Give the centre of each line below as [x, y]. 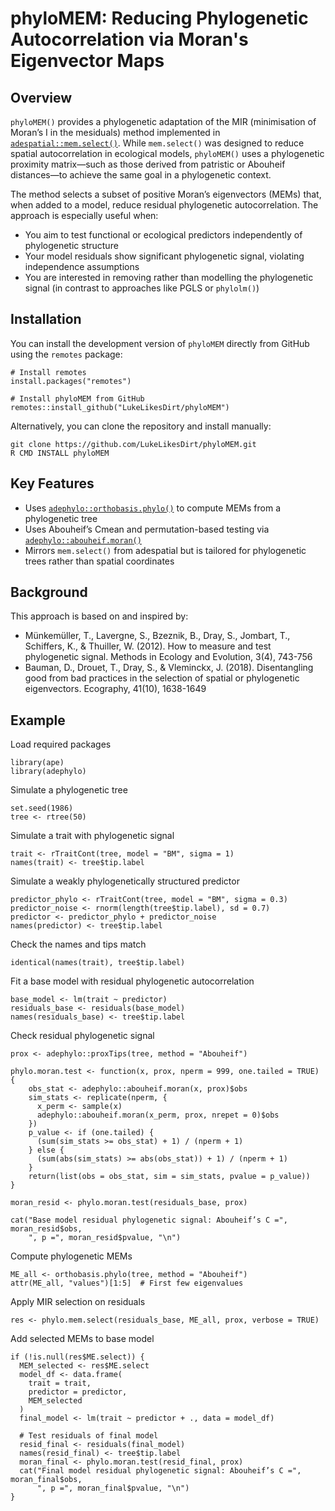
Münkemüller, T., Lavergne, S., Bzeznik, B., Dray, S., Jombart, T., [157, 636]
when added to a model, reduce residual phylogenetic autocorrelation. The [164, 205]
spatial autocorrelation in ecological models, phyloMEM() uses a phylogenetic [167, 153]
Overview [41, 97]
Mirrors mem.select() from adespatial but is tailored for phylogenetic [165, 550]
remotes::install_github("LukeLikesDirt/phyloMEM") [120, 407]
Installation [46, 319]
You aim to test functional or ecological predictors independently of [163, 235]
